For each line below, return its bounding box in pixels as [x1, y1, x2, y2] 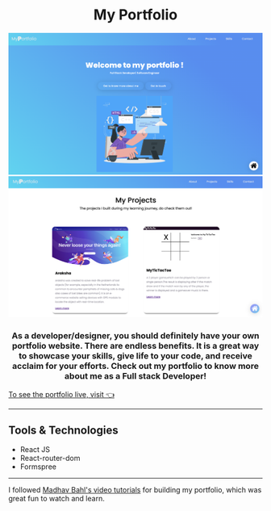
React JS [19, 445, 51, 454]
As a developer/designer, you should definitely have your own [11, 330, 260, 341]
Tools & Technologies [8, 423, 119, 437]
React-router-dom [19, 454, 81, 463]
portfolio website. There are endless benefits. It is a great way [11, 341, 260, 352]
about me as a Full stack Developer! [64, 371, 207, 382]
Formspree [19, 462, 56, 471]
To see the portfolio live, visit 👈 [8, 389, 115, 399]
